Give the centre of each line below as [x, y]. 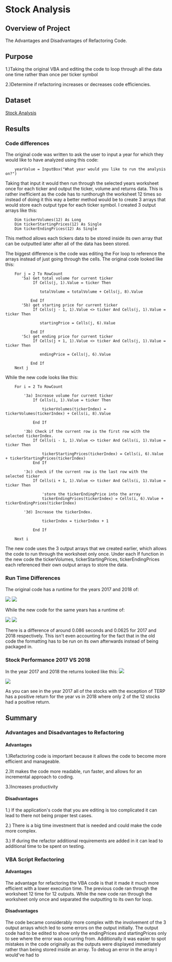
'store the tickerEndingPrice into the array [91, 494]
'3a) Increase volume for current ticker [69, 396]
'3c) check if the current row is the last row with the [85, 472]
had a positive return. [28, 702]
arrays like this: [21, 210]
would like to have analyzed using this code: [52, 160]
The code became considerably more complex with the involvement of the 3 [86, 922]
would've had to [22, 955]
